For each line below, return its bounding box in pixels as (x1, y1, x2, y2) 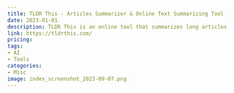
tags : (7, 43, 23, 50)
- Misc (7, 69, 27, 76)
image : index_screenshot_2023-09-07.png (7, 75, 128, 83)
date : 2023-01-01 (7, 17, 58, 24)
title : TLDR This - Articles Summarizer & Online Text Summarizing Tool (7, 10, 224, 17)
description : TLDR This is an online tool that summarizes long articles (7, 23, 228, 30)
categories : (7, 62, 42, 69)
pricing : (7, 36, 33, 43)
